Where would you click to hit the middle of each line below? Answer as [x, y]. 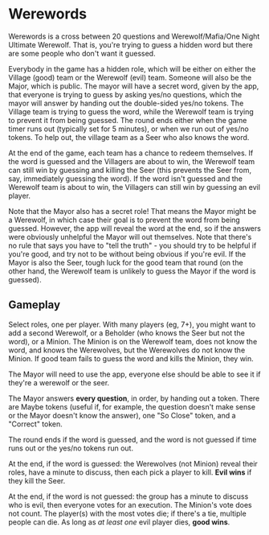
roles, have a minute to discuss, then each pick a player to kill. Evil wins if [130, 472]
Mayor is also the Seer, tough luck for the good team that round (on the [126, 262]
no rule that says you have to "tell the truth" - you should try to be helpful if [132, 245]
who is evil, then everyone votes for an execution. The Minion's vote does [130, 504]
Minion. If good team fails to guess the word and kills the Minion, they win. [131, 358]
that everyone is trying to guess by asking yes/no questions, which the [125, 94]
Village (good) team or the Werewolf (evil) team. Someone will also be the [130, 77]
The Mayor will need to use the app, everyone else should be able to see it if [134, 374]
